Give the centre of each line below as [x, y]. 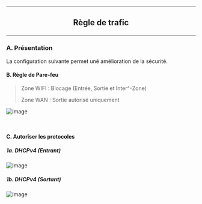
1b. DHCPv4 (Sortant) [34, 179]
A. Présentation [29, 48]
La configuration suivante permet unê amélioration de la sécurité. [87, 61]
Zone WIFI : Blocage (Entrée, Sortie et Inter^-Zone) [84, 88]
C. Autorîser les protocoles [41, 137]
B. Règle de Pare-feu [32, 75]
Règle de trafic [101, 22]
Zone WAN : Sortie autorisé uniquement [70, 100]
